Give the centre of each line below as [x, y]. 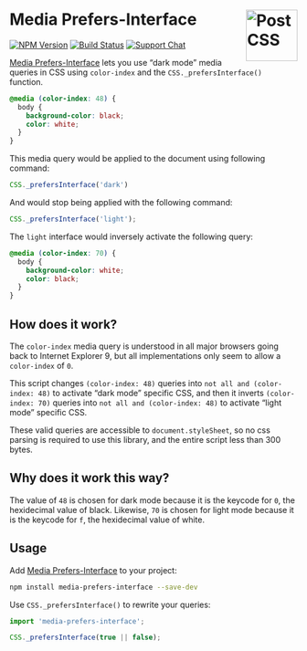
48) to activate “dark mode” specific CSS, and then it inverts [151, 393]
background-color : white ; [75, 270]
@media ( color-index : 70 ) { [63, 253]
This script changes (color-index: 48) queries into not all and [129, 383]
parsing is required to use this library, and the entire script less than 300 [145, 440]
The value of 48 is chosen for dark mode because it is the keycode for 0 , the [152, 500]
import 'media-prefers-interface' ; [77, 621]
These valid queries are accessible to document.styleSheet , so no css [140, 430]
